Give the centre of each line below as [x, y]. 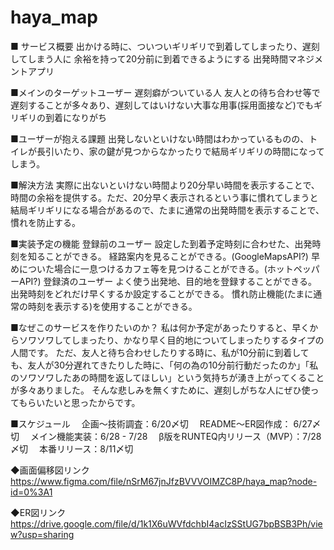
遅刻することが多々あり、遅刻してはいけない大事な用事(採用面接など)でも [162, 105]
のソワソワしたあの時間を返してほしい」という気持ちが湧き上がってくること [167, 377]
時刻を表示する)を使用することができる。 [112, 306]
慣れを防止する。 [45, 222]
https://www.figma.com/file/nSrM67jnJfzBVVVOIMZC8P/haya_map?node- [164, 481]
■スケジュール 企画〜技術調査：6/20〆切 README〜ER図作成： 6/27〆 [166, 423]
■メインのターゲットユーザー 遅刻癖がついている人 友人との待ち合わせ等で [165, 92]
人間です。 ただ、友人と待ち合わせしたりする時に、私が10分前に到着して [160, 352]
